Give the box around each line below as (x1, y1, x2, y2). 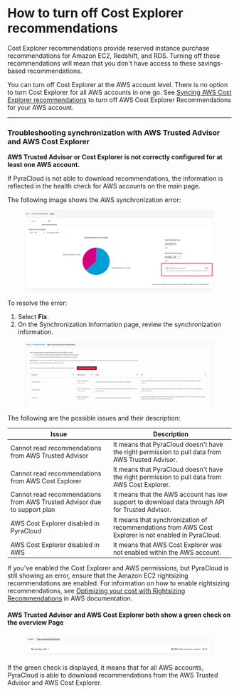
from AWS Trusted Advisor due (10, 498, 102, 506)
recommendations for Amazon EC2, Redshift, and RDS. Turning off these (7, 51, 221, 60)
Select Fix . (17, 313, 50, 321)
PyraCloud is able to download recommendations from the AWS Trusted (7, 670, 218, 679)
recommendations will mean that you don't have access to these (7, 59, 197, 67)
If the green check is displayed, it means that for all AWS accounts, (7, 663, 204, 672)
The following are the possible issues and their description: (7, 414, 181, 423)
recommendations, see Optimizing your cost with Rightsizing (7, 587, 186, 595)
